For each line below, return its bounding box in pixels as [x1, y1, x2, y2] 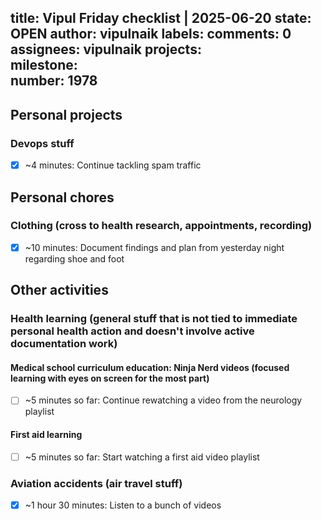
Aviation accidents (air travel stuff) [10, 476, 183, 490]
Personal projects [10, 106, 123, 123]
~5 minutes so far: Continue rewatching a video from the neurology [24, 394, 303, 406]
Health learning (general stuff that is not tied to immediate [10, 312, 298, 326]
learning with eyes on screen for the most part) [10, 372, 210, 384]
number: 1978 [10, 72, 98, 90]
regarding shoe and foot [24, 252, 125, 265]
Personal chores [10, 189, 115, 206]
